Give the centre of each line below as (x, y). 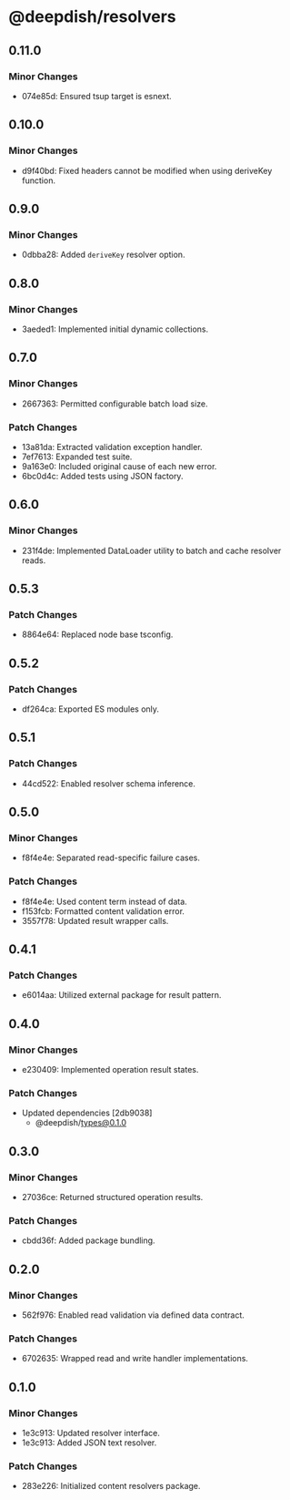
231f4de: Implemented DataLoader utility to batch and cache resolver (151, 550)
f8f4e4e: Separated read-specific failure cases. (111, 858)
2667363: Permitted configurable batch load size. (115, 404)
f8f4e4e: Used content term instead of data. (104, 901)
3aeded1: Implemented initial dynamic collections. (115, 329)
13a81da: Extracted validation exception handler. (112, 447)
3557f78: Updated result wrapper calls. (95, 920)
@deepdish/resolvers (92, 17)
